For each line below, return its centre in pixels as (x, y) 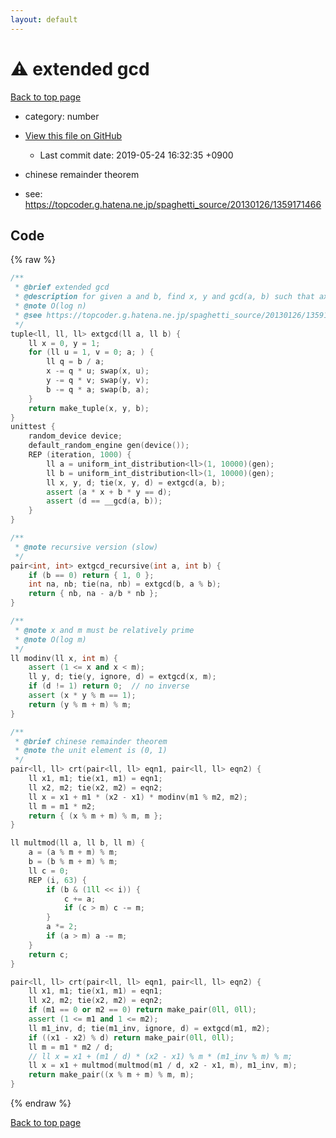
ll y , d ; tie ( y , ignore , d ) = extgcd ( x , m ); (122, 677)
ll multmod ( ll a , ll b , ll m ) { (77, 843)
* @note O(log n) (50, 306)
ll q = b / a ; (75, 362)
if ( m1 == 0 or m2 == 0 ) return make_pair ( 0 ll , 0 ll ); (143, 1010)
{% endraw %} (41, 1103)
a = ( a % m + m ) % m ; (73, 852)
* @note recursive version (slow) (86, 547)
